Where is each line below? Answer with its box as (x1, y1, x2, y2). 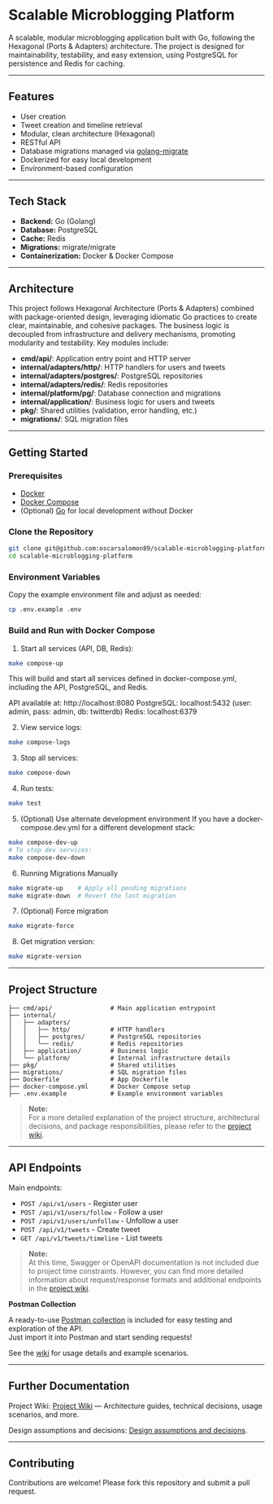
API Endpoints (8, 1161, 82, 1175)
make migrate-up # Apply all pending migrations (8, 884, 187, 892)
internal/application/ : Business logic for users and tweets (19, 397, 215, 407)
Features (8, 90, 54, 103)
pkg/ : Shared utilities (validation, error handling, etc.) (19, 405, 197, 416)
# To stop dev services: (8, 846, 93, 854)
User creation (19, 111, 67, 121)
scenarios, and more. (8, 1410, 80, 1419)
